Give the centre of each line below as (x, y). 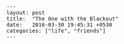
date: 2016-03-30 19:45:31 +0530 (59, 25)
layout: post (26, 13)
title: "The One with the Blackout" (63, 19)
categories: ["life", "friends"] (56, 31)
